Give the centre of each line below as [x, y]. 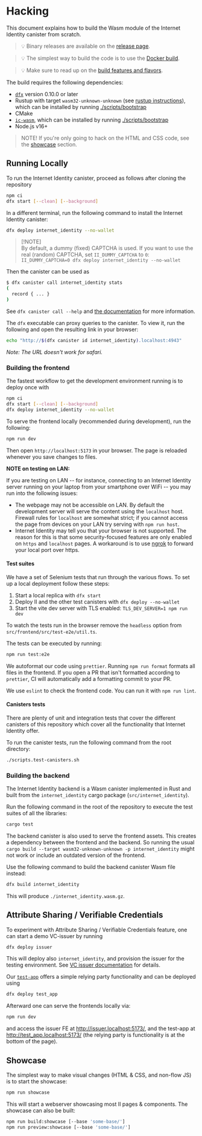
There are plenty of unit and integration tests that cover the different [91, 718]
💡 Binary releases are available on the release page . [86, 46]
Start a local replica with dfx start [58, 595]
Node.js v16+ [31, 126]
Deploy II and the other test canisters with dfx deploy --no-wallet [97, 602]
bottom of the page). [32, 1042]
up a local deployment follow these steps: [58, 583]
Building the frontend [38, 367]
